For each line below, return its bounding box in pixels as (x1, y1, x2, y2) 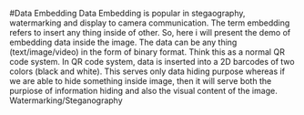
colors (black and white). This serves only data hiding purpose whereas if (9, 66, 285, 77)
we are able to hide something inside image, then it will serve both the (9, 76, 272, 86)
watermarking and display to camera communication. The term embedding (9, 17, 290, 28)
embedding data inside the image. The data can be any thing (9, 37, 238, 47)
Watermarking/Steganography (9, 95, 123, 106)
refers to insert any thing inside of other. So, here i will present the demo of (9, 27, 291, 37)
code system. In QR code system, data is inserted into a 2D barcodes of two (9, 57, 295, 67)
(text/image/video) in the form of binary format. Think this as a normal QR (9, 47, 285, 57)
